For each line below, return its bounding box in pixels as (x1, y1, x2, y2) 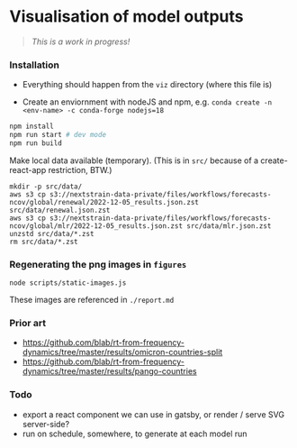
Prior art (9, 317, 47, 330)
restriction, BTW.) (48, 164, 112, 175)
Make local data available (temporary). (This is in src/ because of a (9, 155, 259, 166)
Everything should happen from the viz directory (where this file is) (22, 79, 273, 90)
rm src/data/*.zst (9, 237, 78, 246)
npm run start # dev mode (9, 131, 106, 140)
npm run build (9, 138, 63, 148)
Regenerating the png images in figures (9, 258, 187, 270)
